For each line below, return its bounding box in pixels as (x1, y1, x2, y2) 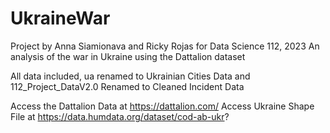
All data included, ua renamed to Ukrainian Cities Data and (10, 70, 251, 82)
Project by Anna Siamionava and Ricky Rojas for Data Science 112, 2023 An (10, 40, 320, 52)
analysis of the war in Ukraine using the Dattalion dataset (10, 50, 246, 62)
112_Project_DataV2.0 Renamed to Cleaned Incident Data (10, 80, 245, 92)
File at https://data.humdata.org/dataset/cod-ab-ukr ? (10, 110, 230, 122)
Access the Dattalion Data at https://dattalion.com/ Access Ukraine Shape (10, 100, 315, 112)
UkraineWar (10, 7, 111, 30)
